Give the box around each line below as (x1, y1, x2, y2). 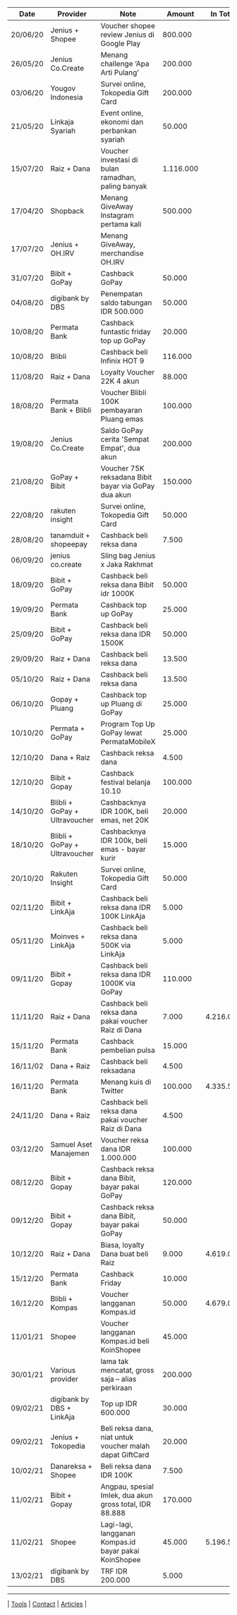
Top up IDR (100, 1399, 138, 1408)
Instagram (100, 211, 134, 220)
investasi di (100, 155, 138, 164)
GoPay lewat (100, 728, 142, 738)
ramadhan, (100, 173, 136, 182)
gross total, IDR (100, 1499, 152, 1509)
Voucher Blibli (100, 388, 147, 397)
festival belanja (100, 777, 151, 787)
